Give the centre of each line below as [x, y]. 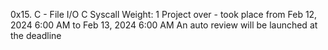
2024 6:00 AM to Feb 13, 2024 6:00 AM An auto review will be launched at [164, 25]
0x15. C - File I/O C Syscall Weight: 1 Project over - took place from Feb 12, [164, 14]
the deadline [36, 35]
